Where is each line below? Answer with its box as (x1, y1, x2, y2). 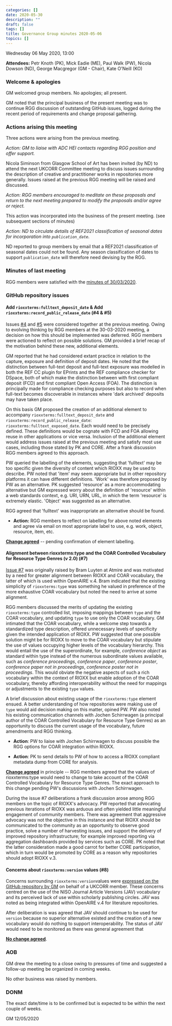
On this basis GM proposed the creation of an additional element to (6, 406, 147, 412)
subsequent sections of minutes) (6, 218, 75, 224)
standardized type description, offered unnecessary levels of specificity (6, 626, 157, 632)
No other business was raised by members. (6, 976, 97, 982)
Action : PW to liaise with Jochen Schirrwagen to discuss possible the (13, 738, 160, 744)
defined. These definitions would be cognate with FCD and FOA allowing (6, 428, 159, 434)
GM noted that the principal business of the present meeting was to (6, 100, 148, 106)
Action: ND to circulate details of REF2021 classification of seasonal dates (6, 228, 163, 234)
